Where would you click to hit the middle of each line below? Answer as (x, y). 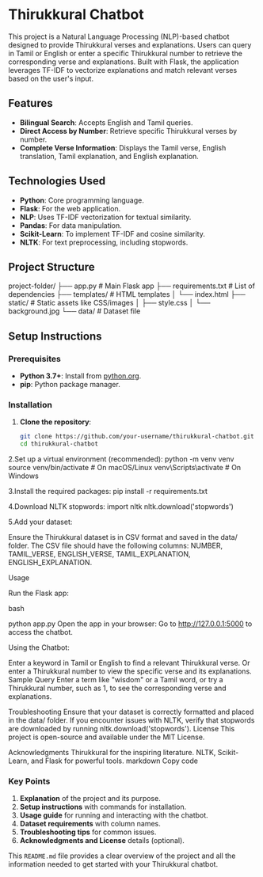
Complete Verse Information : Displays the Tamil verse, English (123, 147)
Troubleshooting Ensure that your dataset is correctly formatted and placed (131, 712)
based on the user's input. (51, 78)
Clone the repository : (55, 422)
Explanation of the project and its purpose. (90, 799)
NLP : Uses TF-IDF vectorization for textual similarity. (105, 217)
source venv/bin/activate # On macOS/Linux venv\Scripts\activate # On (125, 468)
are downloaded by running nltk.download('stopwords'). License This (122, 729)
